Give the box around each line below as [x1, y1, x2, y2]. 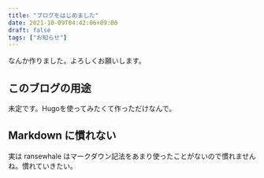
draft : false [8, 26, 51, 34]
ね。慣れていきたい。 [8, 161, 77, 170]
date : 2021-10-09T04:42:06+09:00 [8, 19, 118, 27]
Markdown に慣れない [8, 129, 117, 143]
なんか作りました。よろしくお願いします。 [8, 56, 146, 65]
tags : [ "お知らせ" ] [8, 33, 67, 42]
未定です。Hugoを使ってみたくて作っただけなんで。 [8, 104, 176, 113]
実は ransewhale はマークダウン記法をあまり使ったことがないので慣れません [8, 151, 256, 161]
